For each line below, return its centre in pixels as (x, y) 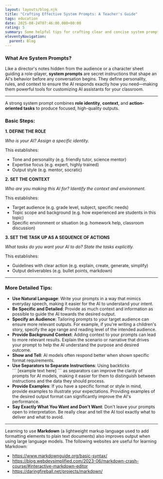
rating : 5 (15, 28)
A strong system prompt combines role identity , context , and (67, 103)
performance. (26, 401)
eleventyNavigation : (26, 37)
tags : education (21, 18)
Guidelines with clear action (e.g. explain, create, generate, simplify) (80, 266)
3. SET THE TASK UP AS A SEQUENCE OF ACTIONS (57, 238)
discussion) (24, 228)
